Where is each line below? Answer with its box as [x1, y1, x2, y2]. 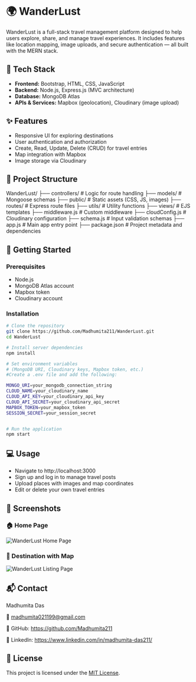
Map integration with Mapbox [14, 150, 87, 157]
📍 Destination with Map [6, 552, 74, 560]
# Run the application [6, 426, 62, 432]
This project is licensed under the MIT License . [6, 669, 120, 676]
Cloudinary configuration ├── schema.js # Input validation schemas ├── [6, 215, 185, 222]
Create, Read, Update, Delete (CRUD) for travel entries [14, 144, 148, 152]
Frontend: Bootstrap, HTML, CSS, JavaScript [14, 80, 125, 87]
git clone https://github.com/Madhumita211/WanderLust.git [6, 329, 155, 334]
